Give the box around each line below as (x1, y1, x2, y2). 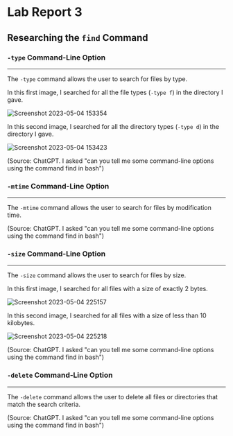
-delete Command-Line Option (7, 370, 113, 380)
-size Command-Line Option (7, 249, 106, 259)
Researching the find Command (7, 32, 148, 44)
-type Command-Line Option (7, 53, 106, 62)
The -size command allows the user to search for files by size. (7, 271, 187, 279)
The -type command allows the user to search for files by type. (7, 74, 188, 83)
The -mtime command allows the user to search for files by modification (7, 204, 212, 212)
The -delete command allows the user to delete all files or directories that (7, 392, 218, 401)
